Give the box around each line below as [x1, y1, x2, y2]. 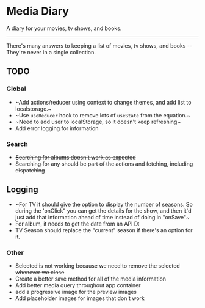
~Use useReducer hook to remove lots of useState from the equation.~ [15, 111, 191, 119]
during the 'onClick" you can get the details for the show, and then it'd [15, 207, 192, 215]
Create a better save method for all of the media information [15, 275, 167, 282]
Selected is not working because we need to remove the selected [15, 262, 180, 269]
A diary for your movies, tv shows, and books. [6, 24, 122, 32]
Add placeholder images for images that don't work [15, 295, 145, 302]
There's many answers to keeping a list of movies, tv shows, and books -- [6, 42, 193, 50]
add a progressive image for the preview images [15, 288, 137, 296]
